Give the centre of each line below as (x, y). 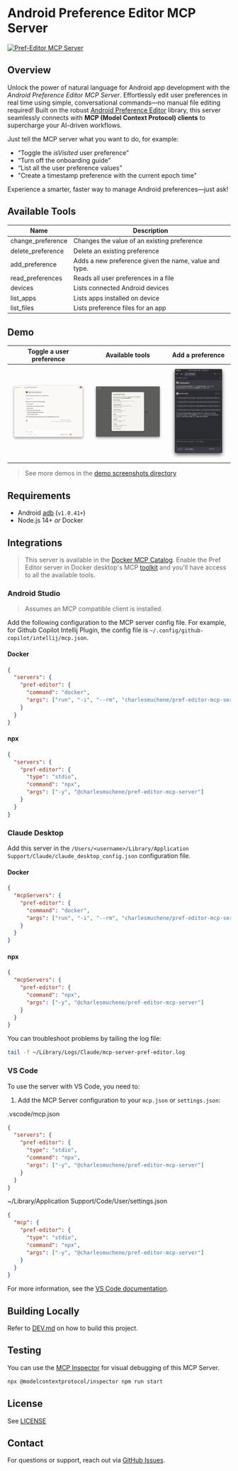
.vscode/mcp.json (34, 1113)
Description (151, 231)
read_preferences (36, 278)
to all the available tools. (60, 575)
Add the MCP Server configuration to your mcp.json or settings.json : (119, 1100)
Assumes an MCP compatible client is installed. (93, 609)
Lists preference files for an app (120, 308)
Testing (24, 1350)
